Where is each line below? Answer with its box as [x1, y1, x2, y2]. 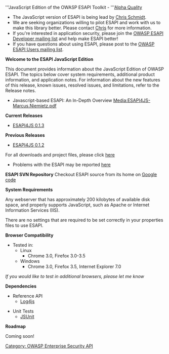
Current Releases [5, 112, 43, 119]
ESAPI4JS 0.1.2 [12, 142, 45, 148]
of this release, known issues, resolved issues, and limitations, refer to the [5, 82, 159, 88]
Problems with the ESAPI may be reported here [12, 162, 111, 168]
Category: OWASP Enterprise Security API [5, 343, 94, 349]
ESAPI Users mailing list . [12, 47, 64, 52]
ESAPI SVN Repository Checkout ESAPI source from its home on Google [5, 172, 157, 177]
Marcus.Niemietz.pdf [12, 103, 57, 108]
